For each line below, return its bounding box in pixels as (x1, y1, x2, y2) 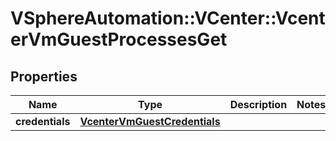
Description (229, 98, 288, 111)
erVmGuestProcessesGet (10, 28, 228, 51)
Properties (10, 68, 78, 85)
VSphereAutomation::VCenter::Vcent (10, 7, 326, 30)
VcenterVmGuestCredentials (79, 115, 221, 128)
